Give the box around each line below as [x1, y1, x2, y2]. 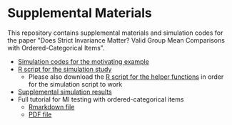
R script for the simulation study [17, 65, 112, 73]
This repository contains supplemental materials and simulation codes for [7, 28, 223, 37]
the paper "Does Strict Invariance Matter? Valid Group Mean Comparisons [7, 36, 225, 44]
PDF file [28, 110, 52, 119]
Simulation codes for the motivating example [17, 57, 150, 65]
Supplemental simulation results [17, 87, 112, 96]
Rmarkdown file [28, 102, 75, 111]
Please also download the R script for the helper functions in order [28, 72, 224, 81]
